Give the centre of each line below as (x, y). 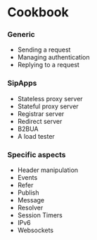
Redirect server (40, 121)
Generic (21, 35)
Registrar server (41, 113)
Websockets (35, 230)
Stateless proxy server (50, 98)
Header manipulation (48, 170)
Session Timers (40, 215)
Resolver (30, 208)
